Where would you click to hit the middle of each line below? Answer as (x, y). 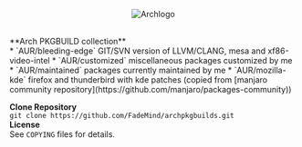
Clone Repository (43, 107)
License (25, 124)
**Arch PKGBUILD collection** (68, 41)
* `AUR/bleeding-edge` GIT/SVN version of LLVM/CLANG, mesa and (138, 51)
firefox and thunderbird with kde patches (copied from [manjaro (147, 80)
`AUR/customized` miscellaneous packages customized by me (175, 60)
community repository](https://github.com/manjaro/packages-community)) (151, 89)
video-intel (30, 60)
